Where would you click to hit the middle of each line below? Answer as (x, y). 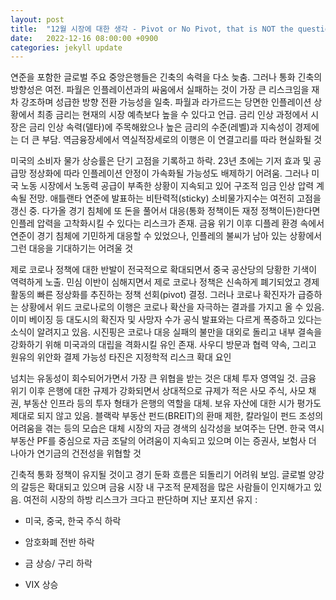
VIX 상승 (41, 585)
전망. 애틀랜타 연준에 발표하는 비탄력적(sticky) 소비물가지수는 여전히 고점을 (175, 198)
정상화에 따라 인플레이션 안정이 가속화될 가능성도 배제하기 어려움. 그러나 (169, 173)
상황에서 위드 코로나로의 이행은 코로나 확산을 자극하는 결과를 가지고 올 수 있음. (172, 307)
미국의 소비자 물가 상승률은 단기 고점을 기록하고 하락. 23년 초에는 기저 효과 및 (161, 161)
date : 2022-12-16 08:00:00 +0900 (84, 38)
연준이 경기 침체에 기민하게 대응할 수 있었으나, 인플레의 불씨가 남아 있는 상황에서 (166, 236)
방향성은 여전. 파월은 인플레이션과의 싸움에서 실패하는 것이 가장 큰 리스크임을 (160, 90)
